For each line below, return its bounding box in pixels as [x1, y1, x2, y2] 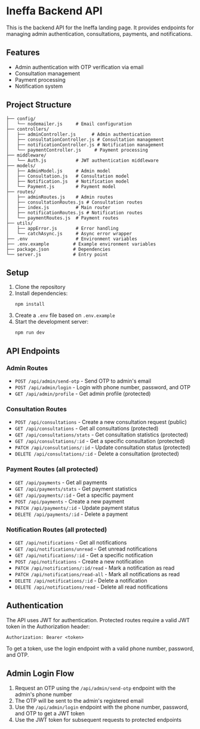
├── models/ [6, 162, 36, 168]
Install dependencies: [14, 290, 68, 297]
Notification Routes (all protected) [6, 525, 107, 534]
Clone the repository [14, 284, 66, 291]
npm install [14, 302, 45, 307]
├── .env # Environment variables [6, 236, 137, 242]
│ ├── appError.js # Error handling [6, 225, 119, 231]
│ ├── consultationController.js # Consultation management [6, 136, 164, 143]
